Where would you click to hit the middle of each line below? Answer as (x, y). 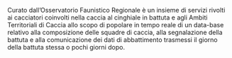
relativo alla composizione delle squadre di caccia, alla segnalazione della (115, 32)
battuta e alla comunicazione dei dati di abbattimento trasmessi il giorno (112, 40)
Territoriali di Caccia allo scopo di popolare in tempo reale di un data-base (116, 25)
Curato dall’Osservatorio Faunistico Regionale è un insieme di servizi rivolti (116, 10)
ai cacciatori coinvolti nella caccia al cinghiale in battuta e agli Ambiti (107, 17)
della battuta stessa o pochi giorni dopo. (66, 47)
